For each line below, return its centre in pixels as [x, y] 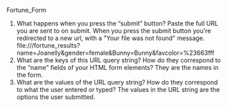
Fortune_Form [26, 10]
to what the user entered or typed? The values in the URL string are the [118, 90]
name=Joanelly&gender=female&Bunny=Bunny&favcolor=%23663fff [115, 53]
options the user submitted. [56, 97]
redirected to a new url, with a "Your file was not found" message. [111, 38]
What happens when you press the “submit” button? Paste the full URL [117, 23]
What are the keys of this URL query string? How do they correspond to [119, 60]
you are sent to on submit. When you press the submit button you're [114, 31]
